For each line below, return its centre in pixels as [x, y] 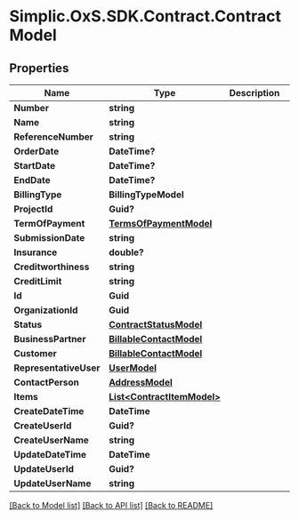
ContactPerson [47, 382]
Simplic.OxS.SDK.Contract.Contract [145, 16]
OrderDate [36, 151]
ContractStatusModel [156, 324]
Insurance [36, 252]
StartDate [35, 166]
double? [126, 252]
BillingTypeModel [146, 195]
